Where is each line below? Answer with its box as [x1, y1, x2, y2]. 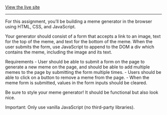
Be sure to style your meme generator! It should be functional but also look [5, 89, 159, 95]
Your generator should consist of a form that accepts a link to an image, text [5, 33, 161, 39]
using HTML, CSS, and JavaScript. [5, 24, 76, 29]
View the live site [5, 4, 40, 10]
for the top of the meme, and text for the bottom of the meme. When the [5, 39, 153, 44]
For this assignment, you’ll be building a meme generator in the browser [5, 18, 153, 24]
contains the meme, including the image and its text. [5, 49, 112, 55]
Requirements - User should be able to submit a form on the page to [5, 59, 145, 64]
